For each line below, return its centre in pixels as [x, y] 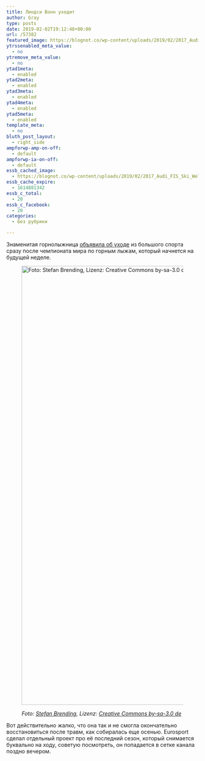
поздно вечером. [29, 751]
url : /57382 [21, 35]
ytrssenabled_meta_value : [39, 46]
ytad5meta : [20, 114]
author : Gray [23, 18]
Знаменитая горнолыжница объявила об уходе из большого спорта [95, 244]
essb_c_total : [24, 193]
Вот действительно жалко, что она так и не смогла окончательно [92, 725]
